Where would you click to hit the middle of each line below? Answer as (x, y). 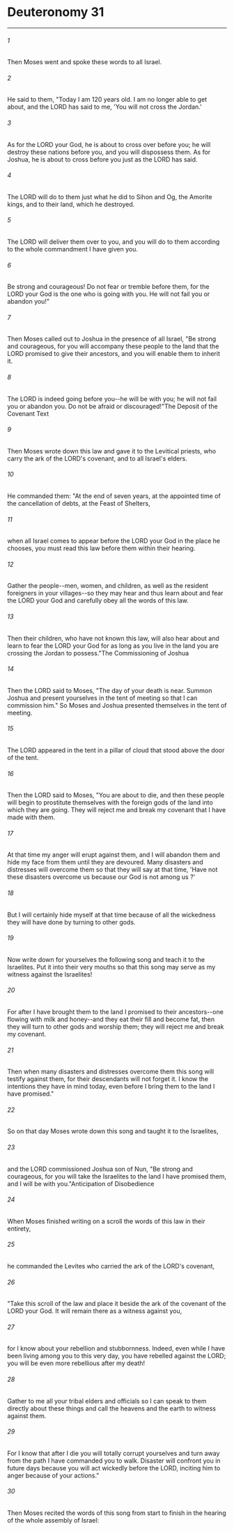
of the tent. (23, 757)
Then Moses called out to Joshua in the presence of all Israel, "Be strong (112, 339)
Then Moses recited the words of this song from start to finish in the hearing (117, 1513)
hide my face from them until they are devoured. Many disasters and (105, 862)
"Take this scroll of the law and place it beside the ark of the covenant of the (117, 1304)
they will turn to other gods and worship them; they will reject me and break (116, 1027)
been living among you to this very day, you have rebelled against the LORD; (117, 1356)
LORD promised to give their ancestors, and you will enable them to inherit (114, 354)
